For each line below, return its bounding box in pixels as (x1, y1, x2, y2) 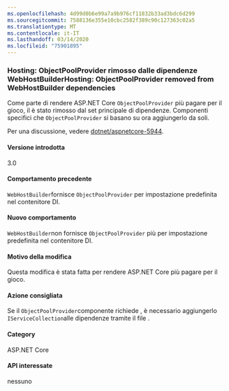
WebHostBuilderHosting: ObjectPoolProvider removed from (7, 74, 214, 84)
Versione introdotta (7, 143, 65, 151)
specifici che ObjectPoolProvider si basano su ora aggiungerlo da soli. (7, 114, 209, 122)
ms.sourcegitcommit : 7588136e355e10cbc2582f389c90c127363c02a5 (7, 17, 195, 24)
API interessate (7, 362, 53, 370)
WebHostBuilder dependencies (7, 83, 116, 93)
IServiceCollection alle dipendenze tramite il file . (7, 314, 150, 323)
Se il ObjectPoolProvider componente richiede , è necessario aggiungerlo (7, 307, 218, 315)
